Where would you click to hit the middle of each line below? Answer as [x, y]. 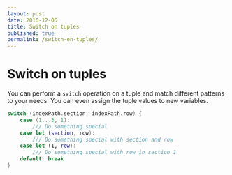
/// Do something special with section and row [103, 139]
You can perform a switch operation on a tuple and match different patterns [116, 93]
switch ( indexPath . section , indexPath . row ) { [74, 114]
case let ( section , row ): [58, 133]
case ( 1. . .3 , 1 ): [45, 120]
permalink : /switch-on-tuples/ [53, 40]
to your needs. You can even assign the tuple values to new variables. [108, 101]
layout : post [26, 14]
